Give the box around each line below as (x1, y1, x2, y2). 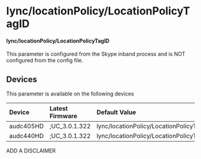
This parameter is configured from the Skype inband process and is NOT (6, 50, 185, 58)
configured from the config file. (6, 57, 84, 64)
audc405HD (9, 122, 44, 130)
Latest (49, 104, 68, 113)
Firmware (49, 112, 78, 121)
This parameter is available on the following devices (6, 90, 135, 97)
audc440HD (9, 132, 44, 140)
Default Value (96, 108, 136, 116)
